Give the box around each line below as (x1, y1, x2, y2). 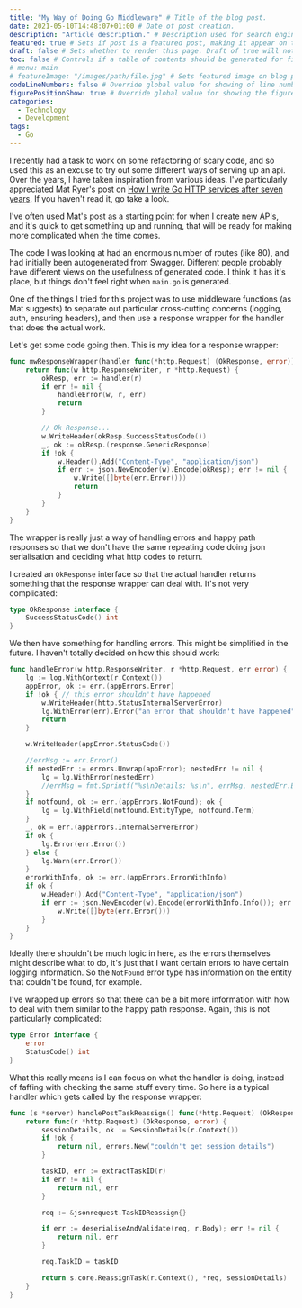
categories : (9, 96, 54, 106)
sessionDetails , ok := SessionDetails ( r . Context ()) (41, 1125, 240, 1134)
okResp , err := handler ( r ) (41, 374, 143, 383)
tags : (9, 122, 30, 131)
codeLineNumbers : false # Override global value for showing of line (9, 80, 276, 89)
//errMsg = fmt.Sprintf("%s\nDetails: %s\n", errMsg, (41, 780, 247, 790)
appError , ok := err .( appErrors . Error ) (25, 681, 175, 690)
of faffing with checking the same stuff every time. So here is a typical (9, 1081, 270, 1092)
